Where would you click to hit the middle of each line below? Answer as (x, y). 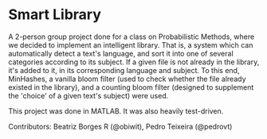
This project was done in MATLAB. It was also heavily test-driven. (116, 111)
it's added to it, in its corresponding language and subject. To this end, (124, 70)
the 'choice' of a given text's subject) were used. (88, 95)
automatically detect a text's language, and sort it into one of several (121, 53)
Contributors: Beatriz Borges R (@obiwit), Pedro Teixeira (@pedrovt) (120, 126)
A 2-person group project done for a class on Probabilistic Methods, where (132, 37)
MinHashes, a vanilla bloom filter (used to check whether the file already (127, 79)
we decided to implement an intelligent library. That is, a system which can (131, 44)
